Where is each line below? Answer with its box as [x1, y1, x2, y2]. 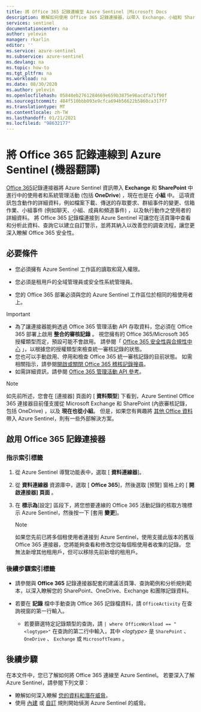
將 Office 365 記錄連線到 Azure [6, 148, 162, 162]
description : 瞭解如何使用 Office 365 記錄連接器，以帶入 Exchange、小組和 [6, 14, 182, 20]
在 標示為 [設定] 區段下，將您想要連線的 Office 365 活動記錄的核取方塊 [14, 501, 187, 508]
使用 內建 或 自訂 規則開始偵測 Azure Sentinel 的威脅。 [14, 699, 150, 706]
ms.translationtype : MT [6, 103, 66, 110]
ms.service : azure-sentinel [6, 48, 77, 54]
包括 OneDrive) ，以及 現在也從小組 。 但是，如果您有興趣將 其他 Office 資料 [6, 407, 193, 414]
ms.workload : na [6, 76, 47, 82]
